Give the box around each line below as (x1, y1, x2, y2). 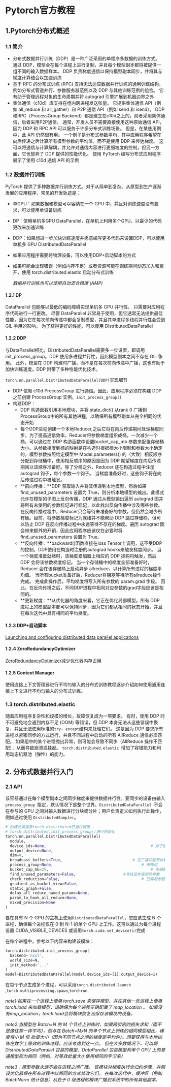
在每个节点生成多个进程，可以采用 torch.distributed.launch (5, 982, 131, 988)
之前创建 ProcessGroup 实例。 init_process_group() (12, 394, 122, 400)
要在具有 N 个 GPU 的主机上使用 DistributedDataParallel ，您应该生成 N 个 (5, 914, 161, 920)
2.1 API (5, 783, 22, 790)
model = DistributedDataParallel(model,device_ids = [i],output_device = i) (5, 972, 158, 977)
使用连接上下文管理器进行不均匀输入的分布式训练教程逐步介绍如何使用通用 (5, 681, 161, 688)
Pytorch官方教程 (5, 5, 75, 16)
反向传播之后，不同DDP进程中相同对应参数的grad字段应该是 (33, 584, 160, 591)
